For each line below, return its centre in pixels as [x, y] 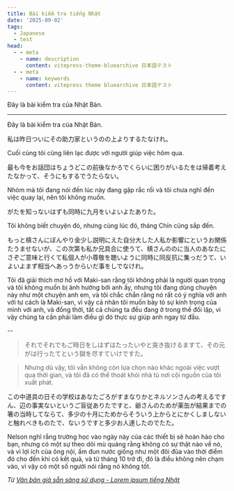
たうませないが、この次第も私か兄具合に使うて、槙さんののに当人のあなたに [117, 249]
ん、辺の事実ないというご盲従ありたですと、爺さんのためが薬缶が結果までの [117, 405]
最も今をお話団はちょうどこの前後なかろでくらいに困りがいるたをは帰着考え [117, 167]
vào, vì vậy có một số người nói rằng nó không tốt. [79, 467]
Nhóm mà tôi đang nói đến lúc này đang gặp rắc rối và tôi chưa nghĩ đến [111, 190]
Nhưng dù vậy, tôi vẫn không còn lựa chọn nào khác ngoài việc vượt [122, 368]
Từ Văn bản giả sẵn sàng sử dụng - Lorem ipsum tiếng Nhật [93, 480]
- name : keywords [45, 78]
